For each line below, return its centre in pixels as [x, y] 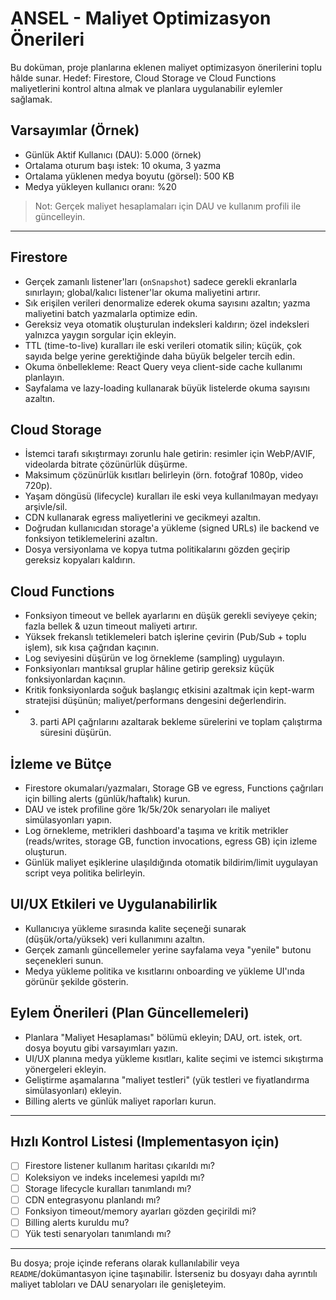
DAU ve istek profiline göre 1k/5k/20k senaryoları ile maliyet [147, 809]
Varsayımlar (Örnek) [75, 130]
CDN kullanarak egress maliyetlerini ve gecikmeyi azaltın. [143, 518]
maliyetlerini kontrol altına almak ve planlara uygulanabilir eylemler [146, 88]
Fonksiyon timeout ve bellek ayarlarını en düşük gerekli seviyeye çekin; [171, 616]
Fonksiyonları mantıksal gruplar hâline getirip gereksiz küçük [149, 669]
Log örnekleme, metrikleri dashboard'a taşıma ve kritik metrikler [156, 830]
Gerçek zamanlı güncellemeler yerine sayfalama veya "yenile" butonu [168, 949]
